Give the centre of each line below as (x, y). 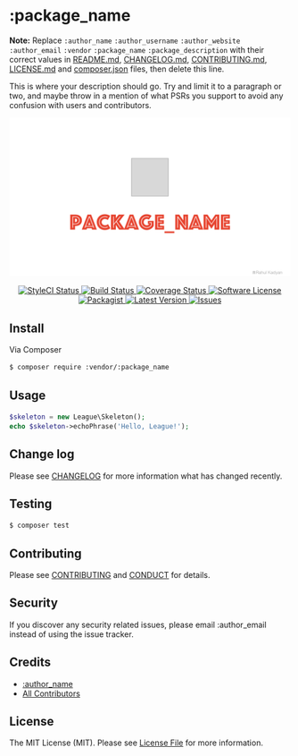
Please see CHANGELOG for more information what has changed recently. (146, 476)
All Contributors (51, 693)
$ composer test (39, 526)
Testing (31, 503)
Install (27, 328)
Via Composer (36, 350)
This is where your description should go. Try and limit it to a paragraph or (146, 86)
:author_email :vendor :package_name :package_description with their (137, 49)
